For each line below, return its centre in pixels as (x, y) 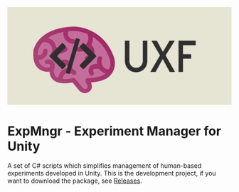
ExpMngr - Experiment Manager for (115, 131)
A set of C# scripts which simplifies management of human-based (105, 166)
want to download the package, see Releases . (75, 181)
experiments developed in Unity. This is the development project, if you (112, 174)
